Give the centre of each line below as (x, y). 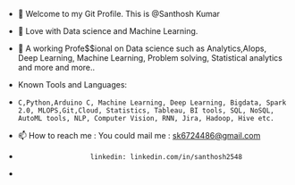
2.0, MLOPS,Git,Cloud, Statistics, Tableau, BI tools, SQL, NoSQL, (146, 111)
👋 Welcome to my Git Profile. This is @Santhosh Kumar (119, 14)
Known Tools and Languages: (72, 84)
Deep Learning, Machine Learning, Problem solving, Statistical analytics (150, 58)
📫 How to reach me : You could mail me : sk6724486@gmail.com (139, 135)
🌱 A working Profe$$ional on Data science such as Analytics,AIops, (142, 48)
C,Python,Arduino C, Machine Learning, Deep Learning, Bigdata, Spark (152, 103)
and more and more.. (56, 67)
